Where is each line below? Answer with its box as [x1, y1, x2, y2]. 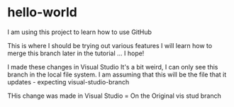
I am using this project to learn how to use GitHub [7, 28, 152, 36]
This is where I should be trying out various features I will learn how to [7, 41, 213, 50]
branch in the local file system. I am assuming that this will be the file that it [7, 70, 227, 79]
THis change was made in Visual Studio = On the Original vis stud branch [7, 91, 221, 100]
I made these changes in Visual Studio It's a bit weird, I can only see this [7, 62, 218, 71]
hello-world [7, 4, 78, 21]
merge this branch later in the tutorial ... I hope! [7, 49, 145, 57]
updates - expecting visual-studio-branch [7, 77, 130, 86]
